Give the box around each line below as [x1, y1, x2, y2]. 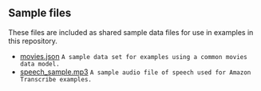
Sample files [8, 6, 72, 20]
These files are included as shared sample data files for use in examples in [8, 27, 254, 37]
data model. [19, 60, 60, 68]
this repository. [8, 36, 58, 45]
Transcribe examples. [19, 75, 92, 83]
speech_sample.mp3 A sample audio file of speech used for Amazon [19, 67, 251, 77]
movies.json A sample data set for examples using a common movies [19, 51, 247, 61]
